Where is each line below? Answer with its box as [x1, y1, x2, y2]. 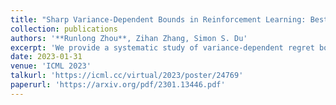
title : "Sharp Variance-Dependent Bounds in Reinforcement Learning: [10, 14, 307, 25]
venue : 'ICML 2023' [10, 61, 92, 71]
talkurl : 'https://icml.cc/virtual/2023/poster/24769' [10, 71, 244, 81]
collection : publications [10, 24, 118, 34]
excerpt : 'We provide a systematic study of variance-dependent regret [10, 42, 315, 53]
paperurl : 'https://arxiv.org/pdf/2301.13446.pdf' [10, 80, 226, 90]
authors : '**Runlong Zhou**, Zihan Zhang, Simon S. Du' [10, 33, 248, 43]
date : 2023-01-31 [10, 52, 83, 62]
